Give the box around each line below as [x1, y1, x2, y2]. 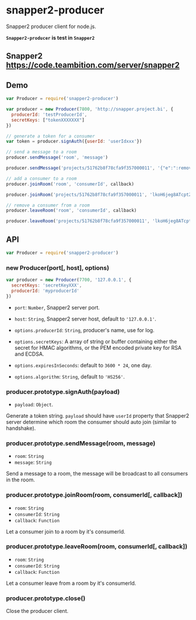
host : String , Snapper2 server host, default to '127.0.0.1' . [14, 315, 156, 322]
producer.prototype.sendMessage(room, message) [6, 439, 156, 447]
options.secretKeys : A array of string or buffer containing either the [14, 337, 177, 345]
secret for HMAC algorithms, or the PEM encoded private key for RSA [14, 344, 182, 351]
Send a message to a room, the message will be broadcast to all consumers [6, 470, 188, 477]
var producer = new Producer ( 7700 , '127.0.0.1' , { [6, 277, 132, 283]
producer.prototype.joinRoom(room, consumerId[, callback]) [6, 491, 183, 499]
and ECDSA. [14, 350, 44, 357]
